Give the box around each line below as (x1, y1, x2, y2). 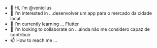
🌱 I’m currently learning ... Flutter (10, 21, 79, 27)
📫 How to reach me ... (10, 37, 57, 43)
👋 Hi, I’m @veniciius (10, 5, 52, 11)
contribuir (10, 32, 31, 37)
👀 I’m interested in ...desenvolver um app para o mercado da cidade (10, 10, 152, 16)
